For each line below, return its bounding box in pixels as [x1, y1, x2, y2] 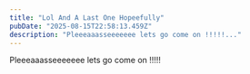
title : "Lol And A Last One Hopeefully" [9, 13, 165, 23]
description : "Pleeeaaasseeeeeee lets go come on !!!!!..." [9, 30, 243, 39]
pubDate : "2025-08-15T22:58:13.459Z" [9, 22, 153, 31]
